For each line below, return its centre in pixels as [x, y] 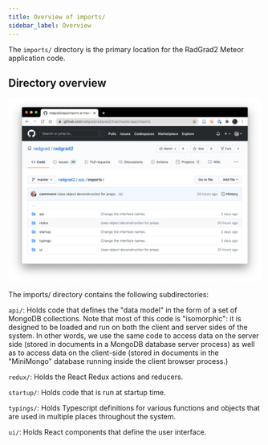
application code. [37, 58]
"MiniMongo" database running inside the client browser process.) [118, 361]
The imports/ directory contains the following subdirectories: [109, 294]
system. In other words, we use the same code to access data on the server [134, 335]
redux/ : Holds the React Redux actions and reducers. [96, 377]
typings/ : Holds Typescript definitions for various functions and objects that [134, 408]
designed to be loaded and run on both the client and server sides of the [128, 327]
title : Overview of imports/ [57, 17]
